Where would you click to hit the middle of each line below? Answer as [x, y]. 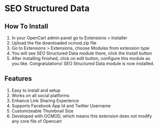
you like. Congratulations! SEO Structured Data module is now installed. [83, 64]
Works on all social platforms [40, 95]
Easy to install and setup [36, 90]
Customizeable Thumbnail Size [42, 111]
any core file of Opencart [37, 121]
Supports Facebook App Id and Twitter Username [61, 106]
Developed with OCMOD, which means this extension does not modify [82, 116]
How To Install [26, 26]
